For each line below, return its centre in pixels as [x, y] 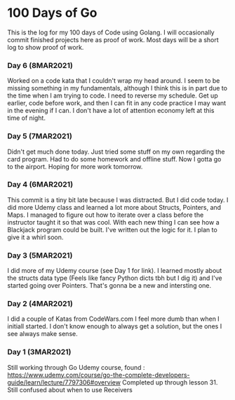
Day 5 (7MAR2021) [40, 136]
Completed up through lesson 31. [170, 382]
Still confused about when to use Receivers [70, 389]
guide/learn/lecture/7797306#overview [64, 382]
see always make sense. [43, 334]
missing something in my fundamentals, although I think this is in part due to [117, 88]
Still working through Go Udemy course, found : [76, 367]
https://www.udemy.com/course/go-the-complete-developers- [99, 375]
